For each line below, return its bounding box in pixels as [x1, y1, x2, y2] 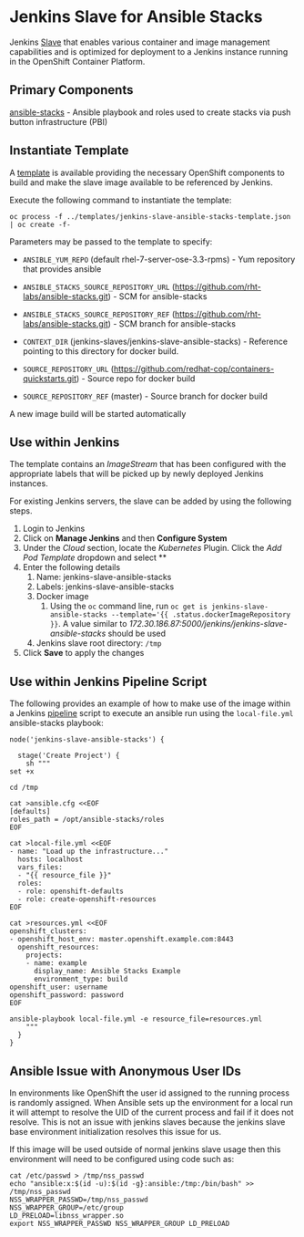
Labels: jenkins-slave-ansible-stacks [35, 581, 175, 592]
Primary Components [9, 82, 134, 98]
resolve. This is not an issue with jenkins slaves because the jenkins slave [9, 1117, 286, 1128]
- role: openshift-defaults [17, 887, 125, 896]
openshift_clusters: [9, 927, 88, 936]
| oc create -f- [9, 220, 71, 229]
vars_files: [17, 863, 64, 872]
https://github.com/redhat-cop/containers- [113, 363, 275, 374]
